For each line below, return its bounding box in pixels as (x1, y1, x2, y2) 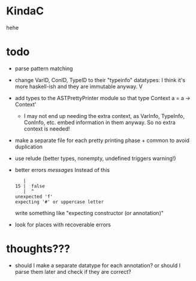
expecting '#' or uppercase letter (14, 199, 104, 205)
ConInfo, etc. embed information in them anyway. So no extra (23, 119, 176, 126)
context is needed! (23, 125, 70, 132)
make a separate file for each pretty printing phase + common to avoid (14, 137, 190, 144)
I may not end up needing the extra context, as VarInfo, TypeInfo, (23, 112, 185, 119)
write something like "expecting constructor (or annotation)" (14, 209, 164, 216)
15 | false (14, 183, 45, 189)
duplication (14, 143, 43, 150)
